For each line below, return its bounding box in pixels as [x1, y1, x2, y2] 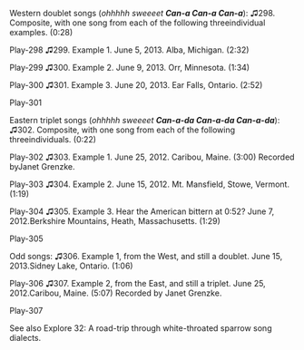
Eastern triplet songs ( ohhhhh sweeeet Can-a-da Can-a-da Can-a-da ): [9, 115, 280, 125]
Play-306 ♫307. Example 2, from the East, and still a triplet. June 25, [9, 278, 266, 288]
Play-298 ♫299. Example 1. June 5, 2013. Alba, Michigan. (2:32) [9, 44, 250, 55]
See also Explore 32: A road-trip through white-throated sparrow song [9, 323, 272, 334]
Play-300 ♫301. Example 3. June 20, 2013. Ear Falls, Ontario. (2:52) [9, 80, 263, 90]
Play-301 [9, 97, 43, 108]
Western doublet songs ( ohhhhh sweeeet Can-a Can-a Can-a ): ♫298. [9, 8, 276, 18]
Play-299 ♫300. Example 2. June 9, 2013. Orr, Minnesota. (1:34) [9, 63, 250, 73]
